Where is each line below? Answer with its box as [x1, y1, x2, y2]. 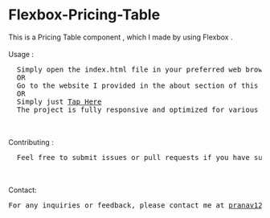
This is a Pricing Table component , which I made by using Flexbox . [8, 32, 233, 42]
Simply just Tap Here [16, 97, 102, 106]
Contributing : [8, 137, 54, 146]
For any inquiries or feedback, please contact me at [8, 200, 225, 210]
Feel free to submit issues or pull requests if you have [16, 153, 251, 162]
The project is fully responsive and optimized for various [16, 105, 259, 114]
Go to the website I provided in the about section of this [16, 80, 259, 90]
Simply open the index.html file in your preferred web [16, 64, 242, 74]
